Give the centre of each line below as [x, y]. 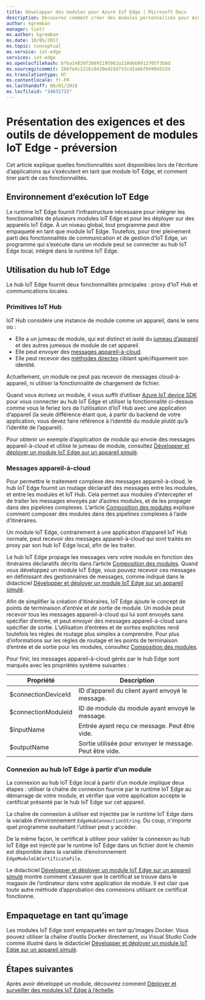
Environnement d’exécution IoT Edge [78, 197]
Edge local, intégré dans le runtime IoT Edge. [63, 251]
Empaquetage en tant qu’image [67, 915]
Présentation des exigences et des [96, 122]
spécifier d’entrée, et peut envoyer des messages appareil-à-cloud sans [97, 621]
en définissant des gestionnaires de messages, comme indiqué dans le [95, 577]
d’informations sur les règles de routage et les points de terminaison [92, 640]
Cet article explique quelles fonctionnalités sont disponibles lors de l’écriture [102, 165]
